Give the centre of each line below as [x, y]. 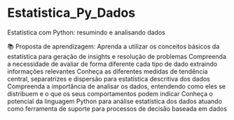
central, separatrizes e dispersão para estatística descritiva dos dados [109, 79]
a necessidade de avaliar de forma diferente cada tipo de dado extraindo [112, 64]
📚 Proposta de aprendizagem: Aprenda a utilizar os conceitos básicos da [113, 46]
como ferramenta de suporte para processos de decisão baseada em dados [117, 108]
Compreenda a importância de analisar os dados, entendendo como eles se [117, 86]
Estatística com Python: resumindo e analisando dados [87, 32]
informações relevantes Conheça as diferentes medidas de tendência [108, 71]
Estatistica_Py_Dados [71, 13]
